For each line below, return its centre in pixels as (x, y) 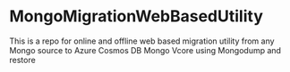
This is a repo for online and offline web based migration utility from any (142, 41)
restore (22, 60)
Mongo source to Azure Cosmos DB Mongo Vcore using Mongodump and (145, 50)
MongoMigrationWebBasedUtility (136, 16)
